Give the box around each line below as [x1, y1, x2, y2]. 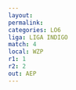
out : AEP [8, 70, 37, 77]
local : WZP [8, 48, 44, 56]
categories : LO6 [8, 26, 61, 34]
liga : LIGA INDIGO [8, 33, 68, 41]
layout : [8, 11, 34, 20]
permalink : [8, 19, 44, 27]
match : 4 [8, 41, 37, 49]
